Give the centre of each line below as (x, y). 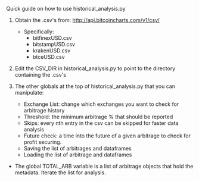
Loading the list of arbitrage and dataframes (78, 155)
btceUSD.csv (49, 57)
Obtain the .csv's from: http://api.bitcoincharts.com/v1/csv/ (87, 20)
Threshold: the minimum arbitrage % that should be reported (98, 117)
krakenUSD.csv (52, 51)
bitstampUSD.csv (54, 44)
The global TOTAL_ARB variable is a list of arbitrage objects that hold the (104, 166)
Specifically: (39, 32)
